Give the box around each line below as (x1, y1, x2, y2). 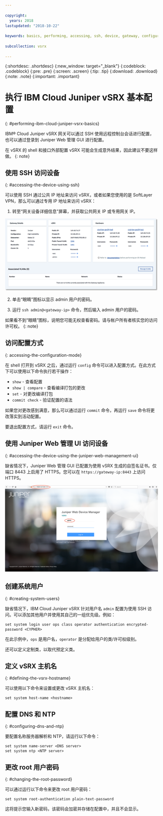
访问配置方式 (5, 339, 44, 347)
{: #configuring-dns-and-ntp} (5, 723, 65, 729)
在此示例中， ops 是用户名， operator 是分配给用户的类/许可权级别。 (5, 636, 139, 642)
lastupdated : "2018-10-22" (5, 23, 60, 28)
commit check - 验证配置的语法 (12, 397, 73, 403)
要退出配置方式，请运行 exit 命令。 (5, 424, 76, 429)
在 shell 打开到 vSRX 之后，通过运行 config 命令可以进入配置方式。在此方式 (5, 362, 156, 368)
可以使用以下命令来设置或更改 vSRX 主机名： (5, 685, 95, 691)
